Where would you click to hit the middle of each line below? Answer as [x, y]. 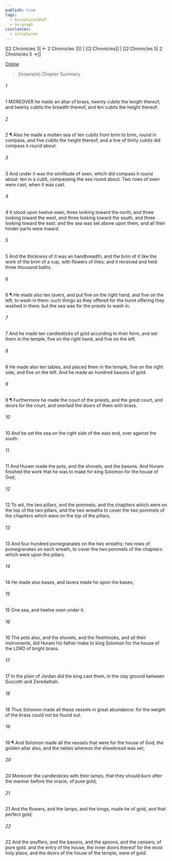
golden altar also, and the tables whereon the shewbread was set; [75, 748]
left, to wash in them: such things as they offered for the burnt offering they [85, 300]
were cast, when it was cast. [35, 184]
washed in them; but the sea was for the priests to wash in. [68, 306]
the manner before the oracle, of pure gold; [51, 781]
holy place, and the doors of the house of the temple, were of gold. [76, 853]
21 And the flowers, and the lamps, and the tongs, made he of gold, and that [85, 809]
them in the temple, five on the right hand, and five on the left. [71, 339]
